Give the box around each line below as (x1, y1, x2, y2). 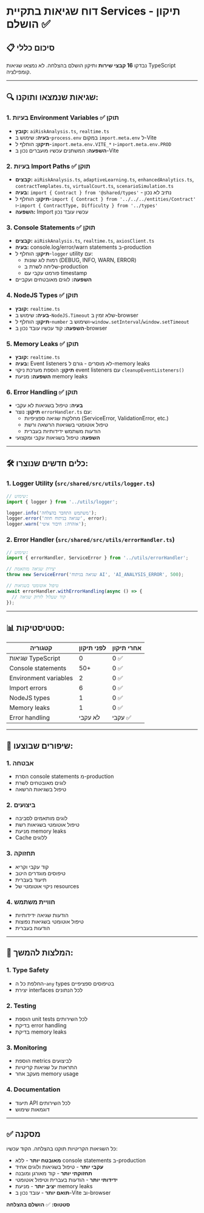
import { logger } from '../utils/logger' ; (6, 499, 118, 505)
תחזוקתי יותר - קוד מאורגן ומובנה (15, 1170, 93, 1177)
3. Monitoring (6, 1043, 47, 1052)
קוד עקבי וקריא (15, 863, 49, 871)
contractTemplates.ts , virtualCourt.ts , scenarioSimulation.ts (15, 182, 174, 189)
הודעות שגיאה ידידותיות (15, 911, 69, 919)
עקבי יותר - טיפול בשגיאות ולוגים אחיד (15, 1163, 104, 1170)
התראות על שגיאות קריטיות (15, 1063, 78, 1071)
